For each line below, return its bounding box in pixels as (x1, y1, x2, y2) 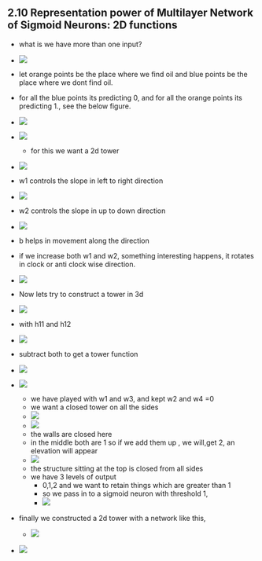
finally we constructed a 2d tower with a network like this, (18, 513, 206, 522)
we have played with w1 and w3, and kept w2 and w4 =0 (30, 394, 214, 403)
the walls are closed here (30, 429, 113, 438)
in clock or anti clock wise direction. (18, 259, 136, 269)
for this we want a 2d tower (30, 145, 120, 156)
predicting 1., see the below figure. (18, 101, 131, 111)
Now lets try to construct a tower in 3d (18, 289, 144, 299)
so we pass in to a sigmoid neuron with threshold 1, (42, 489, 208, 498)
